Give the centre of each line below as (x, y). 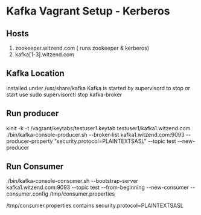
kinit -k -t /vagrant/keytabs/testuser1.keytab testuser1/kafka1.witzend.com (98, 128)
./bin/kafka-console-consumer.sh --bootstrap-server (72, 181)
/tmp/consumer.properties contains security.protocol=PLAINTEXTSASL (95, 206)
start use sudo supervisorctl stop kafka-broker (64, 94)
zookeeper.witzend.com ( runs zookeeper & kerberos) (82, 48)
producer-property (30, 141)
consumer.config (27, 194)
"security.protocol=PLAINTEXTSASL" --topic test (115, 141)
